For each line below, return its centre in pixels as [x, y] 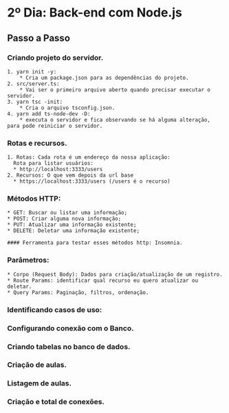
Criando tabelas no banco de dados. [69, 346]
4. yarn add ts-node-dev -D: [49, 114]
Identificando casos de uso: [55, 309]
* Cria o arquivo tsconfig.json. [67, 108]
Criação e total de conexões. [56, 402]
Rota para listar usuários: [54, 164]
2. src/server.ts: [33, 84]
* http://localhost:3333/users [58, 170]
